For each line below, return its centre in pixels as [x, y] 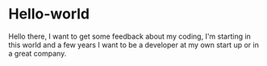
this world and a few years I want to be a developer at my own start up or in [134, 44]
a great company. [38, 53]
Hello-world [49, 14]
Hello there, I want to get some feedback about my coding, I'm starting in [130, 36]
